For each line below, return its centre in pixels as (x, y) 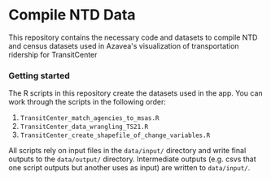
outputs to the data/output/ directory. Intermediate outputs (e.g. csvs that (132, 159)
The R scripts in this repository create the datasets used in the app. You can (135, 93)
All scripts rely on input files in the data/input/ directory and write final (127, 151)
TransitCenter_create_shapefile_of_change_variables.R (115, 135)
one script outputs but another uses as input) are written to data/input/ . (129, 168)
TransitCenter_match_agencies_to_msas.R (90, 118)
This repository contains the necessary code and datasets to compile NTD (133, 37)
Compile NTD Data (72, 15)
